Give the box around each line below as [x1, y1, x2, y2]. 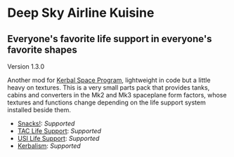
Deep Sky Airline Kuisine [7, 5, 155, 21]
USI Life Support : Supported [17, 135, 100, 142]
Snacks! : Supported [17, 119, 75, 128]
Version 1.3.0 [7, 62, 44, 71]
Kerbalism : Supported [17, 142, 81, 150]
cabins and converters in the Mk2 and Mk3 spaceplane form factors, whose [7, 91, 227, 99]
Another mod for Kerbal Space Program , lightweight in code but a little [7, 76, 211, 84]
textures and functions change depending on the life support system [7, 98, 206, 107]
